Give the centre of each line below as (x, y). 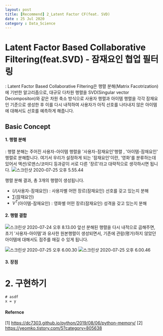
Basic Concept (28, 126)
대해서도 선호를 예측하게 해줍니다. (42, 111)
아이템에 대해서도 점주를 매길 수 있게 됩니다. (47, 239)
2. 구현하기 (26, 284)
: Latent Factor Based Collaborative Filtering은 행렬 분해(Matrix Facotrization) (82, 86)
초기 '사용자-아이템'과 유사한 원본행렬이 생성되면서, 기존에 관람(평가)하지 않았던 (81, 233)
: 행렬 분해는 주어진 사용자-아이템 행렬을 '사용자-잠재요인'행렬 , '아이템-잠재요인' (81, 151)
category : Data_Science (30, 23)
